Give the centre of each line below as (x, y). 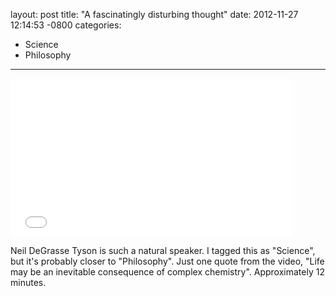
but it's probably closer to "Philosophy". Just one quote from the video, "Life (167, 261)
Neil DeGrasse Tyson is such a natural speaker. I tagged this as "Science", (163, 250)
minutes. (28, 282)
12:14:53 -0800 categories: (66, 25)
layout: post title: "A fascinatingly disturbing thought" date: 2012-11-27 (154, 14)
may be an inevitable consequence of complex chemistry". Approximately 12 (167, 272)
